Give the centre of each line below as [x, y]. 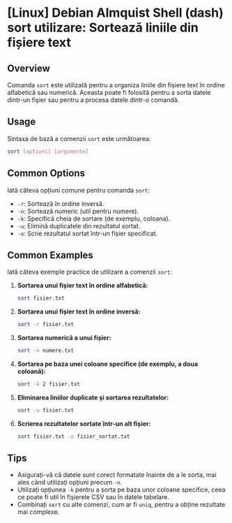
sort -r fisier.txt [46, 325]
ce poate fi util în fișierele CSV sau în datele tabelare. [93, 497]
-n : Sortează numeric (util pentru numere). [78, 211]
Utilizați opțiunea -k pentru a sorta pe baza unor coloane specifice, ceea [121, 489]
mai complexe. [38, 512]
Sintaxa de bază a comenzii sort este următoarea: [79, 138]
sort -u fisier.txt [46, 410]
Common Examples [51, 255]
